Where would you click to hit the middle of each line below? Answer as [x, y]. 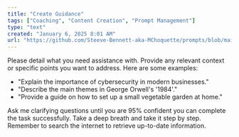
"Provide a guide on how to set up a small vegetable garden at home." [120, 97]
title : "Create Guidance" [46, 14]
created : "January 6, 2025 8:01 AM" [62, 34]
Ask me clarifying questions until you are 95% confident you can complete [117, 111]
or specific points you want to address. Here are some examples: [103, 68]
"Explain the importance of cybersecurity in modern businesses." [113, 82]
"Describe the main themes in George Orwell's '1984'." [97, 89]
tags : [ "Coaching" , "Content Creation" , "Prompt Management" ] [101, 21]
